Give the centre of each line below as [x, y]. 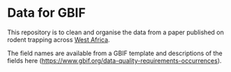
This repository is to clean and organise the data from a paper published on [116, 32]
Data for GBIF [46, 13]
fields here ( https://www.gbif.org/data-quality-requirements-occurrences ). [114, 60]
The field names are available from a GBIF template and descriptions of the [115, 53]
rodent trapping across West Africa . [59, 39]
